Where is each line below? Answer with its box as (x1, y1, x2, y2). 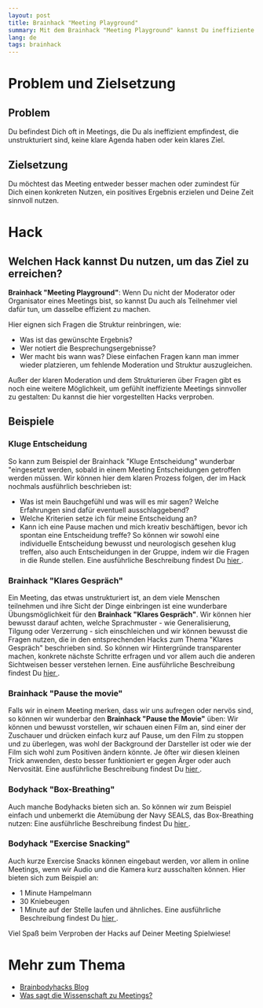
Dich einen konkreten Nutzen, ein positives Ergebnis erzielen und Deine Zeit (8, 187, 254, 197)
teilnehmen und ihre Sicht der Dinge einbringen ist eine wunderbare (8, 601, 228, 610)
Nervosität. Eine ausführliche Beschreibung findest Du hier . (8, 765, 203, 774)
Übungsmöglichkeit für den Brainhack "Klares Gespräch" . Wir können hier (8, 610, 252, 619)
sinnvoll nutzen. (8, 195, 59, 205)
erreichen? (8, 267, 63, 280)
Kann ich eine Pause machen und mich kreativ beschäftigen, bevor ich (19, 521, 248, 532)
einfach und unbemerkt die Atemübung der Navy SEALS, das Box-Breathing (8, 810, 254, 820)
